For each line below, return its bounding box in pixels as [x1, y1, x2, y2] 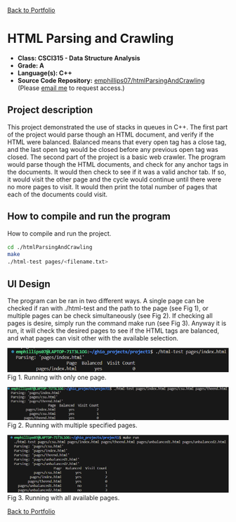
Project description [7, 104, 93, 116]
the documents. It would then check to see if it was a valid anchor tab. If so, [7, 167, 227, 176]
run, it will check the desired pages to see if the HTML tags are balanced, [7, 326, 220, 335]
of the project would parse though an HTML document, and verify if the [7, 130, 214, 139]
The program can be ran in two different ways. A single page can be [7, 297, 205, 305]
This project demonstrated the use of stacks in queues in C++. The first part [7, 122, 228, 131]
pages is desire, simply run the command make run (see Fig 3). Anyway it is [7, 319, 227, 327]
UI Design [7, 278, 51, 290]
